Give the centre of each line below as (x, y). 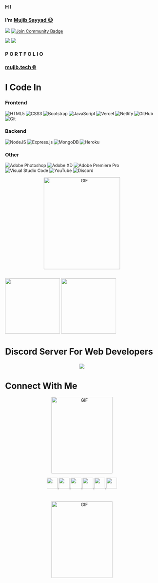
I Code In (23, 87)
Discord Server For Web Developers (79, 352)
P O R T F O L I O (24, 54)
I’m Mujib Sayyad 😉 (29, 20)
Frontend (16, 103)
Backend (16, 131)
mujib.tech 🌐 (21, 67)
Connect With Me (41, 386)
